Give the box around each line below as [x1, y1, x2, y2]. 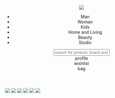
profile [75, 55, 88, 61]
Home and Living [68, 29, 102, 35]
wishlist [74, 61, 89, 66]
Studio [78, 40, 92, 45]
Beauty [78, 34, 93, 40]
